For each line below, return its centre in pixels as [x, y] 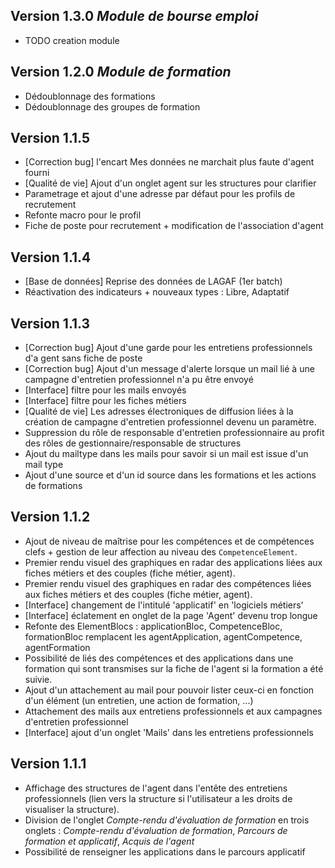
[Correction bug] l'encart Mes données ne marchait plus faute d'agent [169, 162]
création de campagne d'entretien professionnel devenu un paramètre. [170, 422]
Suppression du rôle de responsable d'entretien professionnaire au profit [174, 433]
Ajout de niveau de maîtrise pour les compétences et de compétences [169, 541]
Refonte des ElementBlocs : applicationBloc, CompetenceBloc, [153, 626]
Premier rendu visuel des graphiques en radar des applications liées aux [173, 562]
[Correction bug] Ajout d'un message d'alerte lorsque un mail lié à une [169, 369]
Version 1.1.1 [48, 764]
